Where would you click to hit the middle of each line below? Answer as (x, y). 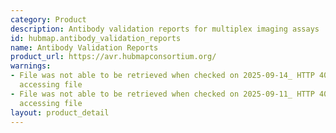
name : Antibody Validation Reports (84, 47)
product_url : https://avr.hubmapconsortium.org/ (113, 57)
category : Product (48, 19)
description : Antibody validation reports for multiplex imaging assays (165, 29)
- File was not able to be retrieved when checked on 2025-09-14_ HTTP (162, 76)
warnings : (31, 66)
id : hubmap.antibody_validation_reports (96, 38)
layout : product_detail (60, 112)
